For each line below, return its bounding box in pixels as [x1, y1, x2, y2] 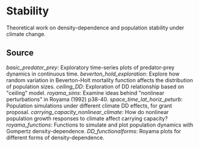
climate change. [6, 30, 46, 37]
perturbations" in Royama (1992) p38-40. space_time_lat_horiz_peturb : [6, 95, 183, 103]
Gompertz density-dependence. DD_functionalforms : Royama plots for [6, 127, 182, 134]
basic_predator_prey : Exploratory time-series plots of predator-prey [6, 64, 175, 71]
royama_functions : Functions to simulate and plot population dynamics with [6, 121, 194, 128]
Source [6, 48, 34, 58]
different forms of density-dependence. [6, 134, 105, 141]
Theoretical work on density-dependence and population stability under [6, 24, 185, 31]
